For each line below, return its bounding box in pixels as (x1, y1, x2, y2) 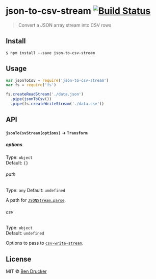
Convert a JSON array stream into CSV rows (18, 22, 112, 28)
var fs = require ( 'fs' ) (6, 82, 57, 88)
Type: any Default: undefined (6, 187, 66, 194)
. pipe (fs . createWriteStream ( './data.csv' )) (10, 101, 104, 107)
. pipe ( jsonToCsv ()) (10, 97, 52, 102)
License (6, 254, 32, 263)
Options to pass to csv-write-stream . (6, 240, 84, 246)
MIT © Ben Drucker (6, 268, 47, 274)
